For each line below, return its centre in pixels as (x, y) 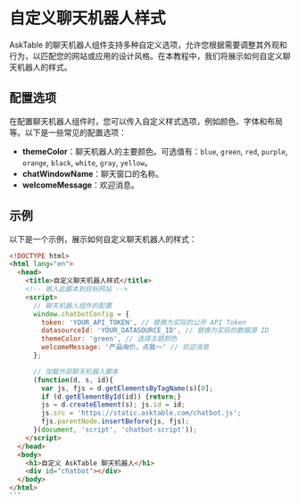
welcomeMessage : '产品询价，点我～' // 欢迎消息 (125, 348)
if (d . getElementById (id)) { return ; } (111, 397)
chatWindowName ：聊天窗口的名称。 (93, 173)
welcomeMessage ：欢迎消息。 (80, 185)
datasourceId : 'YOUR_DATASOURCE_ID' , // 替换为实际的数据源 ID (155, 331)
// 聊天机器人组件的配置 (72, 306)
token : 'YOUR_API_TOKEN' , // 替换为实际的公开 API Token (144, 323)
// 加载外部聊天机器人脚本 (75, 372)
